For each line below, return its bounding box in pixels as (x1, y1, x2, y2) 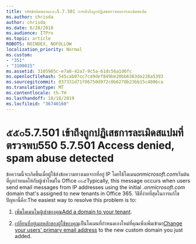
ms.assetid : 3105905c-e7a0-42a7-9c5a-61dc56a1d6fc (6, 68, 132, 74)
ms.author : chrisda (6, 14, 54, 20)
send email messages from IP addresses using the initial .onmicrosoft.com (6, 184, 185, 191)
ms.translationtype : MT (6, 85, 64, 90)
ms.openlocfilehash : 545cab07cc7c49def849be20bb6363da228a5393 (6, 74, 164, 79)
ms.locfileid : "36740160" (6, 100, 69, 107)
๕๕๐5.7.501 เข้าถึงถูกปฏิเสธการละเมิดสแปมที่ (6, 126, 184, 139)
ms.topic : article (6, 36, 51, 41)
